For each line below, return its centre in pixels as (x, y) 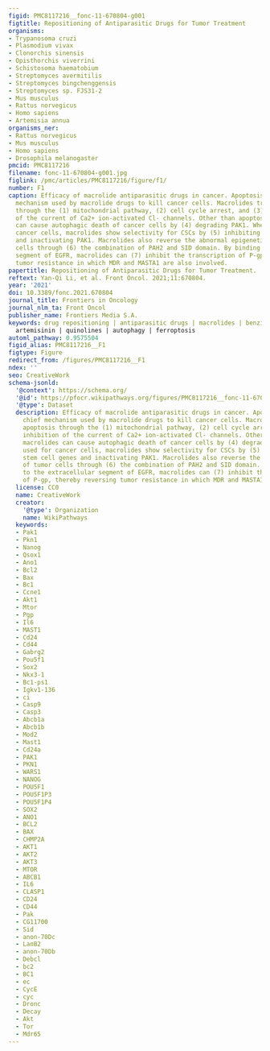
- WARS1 (29, 772)
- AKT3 (27, 862)
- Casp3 (29, 712)
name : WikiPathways (55, 517)
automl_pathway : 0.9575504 (53, 338)
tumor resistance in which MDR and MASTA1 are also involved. (122, 263)
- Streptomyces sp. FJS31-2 (55, 91)
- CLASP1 (30, 892)
